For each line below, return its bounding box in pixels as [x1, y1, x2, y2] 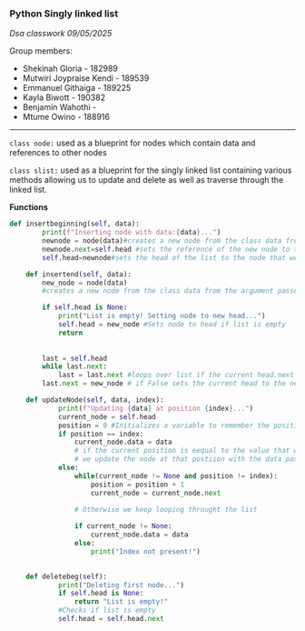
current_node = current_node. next [90, 488, 221, 497]
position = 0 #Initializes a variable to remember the [57, 421, 271, 430]
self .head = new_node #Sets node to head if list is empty [57, 320, 286, 329]
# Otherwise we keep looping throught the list [74, 506, 258, 515]
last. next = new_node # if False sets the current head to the [42, 379, 286, 388]
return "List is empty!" [74, 597, 169, 606]
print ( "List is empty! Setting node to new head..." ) [57, 312, 266, 321]
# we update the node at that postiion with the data [74, 455, 282, 464]
